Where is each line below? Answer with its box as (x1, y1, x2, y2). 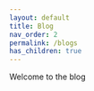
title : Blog (9, 22, 54, 31)
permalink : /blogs (9, 38, 78, 48)
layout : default (9, 13, 70, 23)
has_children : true (9, 47, 82, 56)
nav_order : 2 (9, 30, 58, 39)
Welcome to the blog (9, 71, 87, 82)
